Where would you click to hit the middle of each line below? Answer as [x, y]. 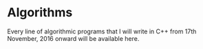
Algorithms [40, 13]
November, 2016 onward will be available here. [73, 38]
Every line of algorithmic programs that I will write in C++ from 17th [102, 31]
